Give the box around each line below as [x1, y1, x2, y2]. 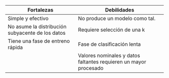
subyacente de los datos [8, 30, 66, 36]
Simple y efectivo [8, 15, 49, 22]
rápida [8, 44, 23, 51]
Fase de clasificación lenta [77, 41, 141, 47]
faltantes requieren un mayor [77, 58, 146, 65]
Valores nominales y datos [77, 52, 140, 59]
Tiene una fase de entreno [8, 38, 70, 44]
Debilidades [105, 7, 134, 13]
